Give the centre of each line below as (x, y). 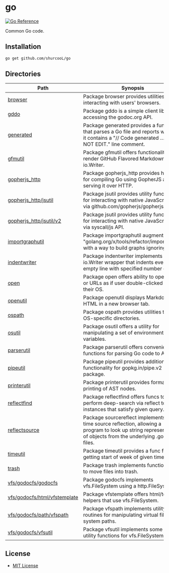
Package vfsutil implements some (123, 529)
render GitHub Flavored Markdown (124, 159)
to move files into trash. (110, 471)
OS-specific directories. (112, 318)
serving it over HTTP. (108, 186)
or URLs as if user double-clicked (123, 283)
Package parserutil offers (113, 347)
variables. (95, 339)
